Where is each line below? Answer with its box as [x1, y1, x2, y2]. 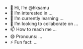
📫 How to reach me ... [10, 26, 57, 32]
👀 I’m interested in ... [10, 10, 53, 16]
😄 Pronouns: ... [10, 33, 43, 39]
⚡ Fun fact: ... [10, 39, 38, 45]
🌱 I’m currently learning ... [10, 15, 64, 21]
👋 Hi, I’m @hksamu [10, 5, 49, 10]
